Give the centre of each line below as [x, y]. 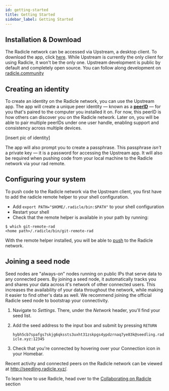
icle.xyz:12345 [29, 339]
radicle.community [25, 73]
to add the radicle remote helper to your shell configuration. [67, 197]
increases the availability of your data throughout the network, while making [84, 290]
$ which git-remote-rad [30, 226]
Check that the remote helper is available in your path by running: [80, 217]
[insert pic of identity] [28, 138]
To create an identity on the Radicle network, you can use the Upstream [80, 101]
